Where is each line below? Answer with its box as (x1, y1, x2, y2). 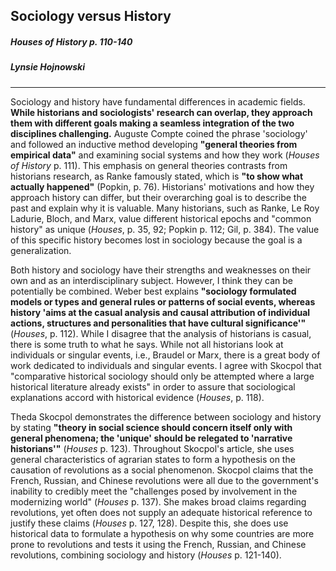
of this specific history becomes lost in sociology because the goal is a (10, 234, 303, 246)
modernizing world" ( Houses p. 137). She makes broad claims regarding (10, 495, 307, 508)
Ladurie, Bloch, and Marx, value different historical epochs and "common (10, 212, 312, 224)
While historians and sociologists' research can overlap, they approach (10, 106, 313, 118)
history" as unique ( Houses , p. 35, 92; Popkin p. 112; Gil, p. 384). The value (10, 223, 320, 235)
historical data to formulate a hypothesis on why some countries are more (10, 527, 315, 539)
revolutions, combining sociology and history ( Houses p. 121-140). (10, 549, 282, 561)
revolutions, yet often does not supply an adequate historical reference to (10, 506, 313, 518)
